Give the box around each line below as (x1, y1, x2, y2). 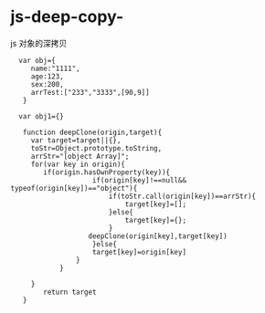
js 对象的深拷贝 (10, 37, 68, 48)
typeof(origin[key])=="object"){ (10, 183, 138, 193)
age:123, (30, 71, 65, 81)
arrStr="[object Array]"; (30, 151, 130, 161)
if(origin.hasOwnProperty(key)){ (43, 167, 171, 177)
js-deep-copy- (10, 6, 124, 27)
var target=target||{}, (30, 135, 122, 145)
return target (43, 287, 97, 297)
